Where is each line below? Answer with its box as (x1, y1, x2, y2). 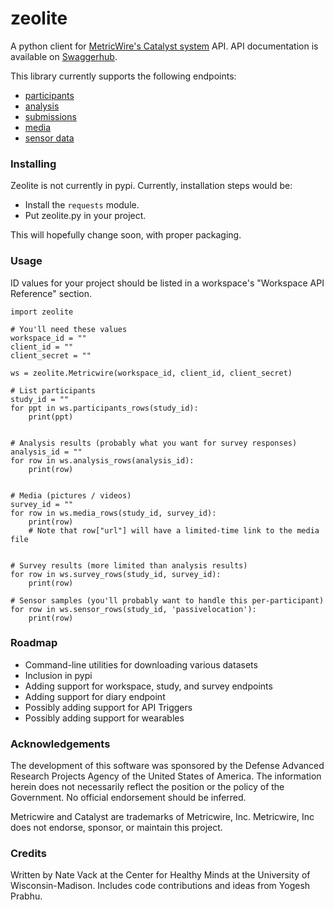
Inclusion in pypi (24, 669, 93, 681)
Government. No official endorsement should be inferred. (10, 792, 247, 804)
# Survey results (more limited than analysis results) (10, 560, 248, 571)
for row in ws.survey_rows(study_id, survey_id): (10, 569, 222, 579)
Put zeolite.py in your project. (24, 210, 147, 222)
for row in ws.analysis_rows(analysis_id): (10, 455, 195, 466)
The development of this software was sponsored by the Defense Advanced (10, 760, 325, 772)
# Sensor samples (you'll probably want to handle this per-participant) (10, 595, 325, 606)
